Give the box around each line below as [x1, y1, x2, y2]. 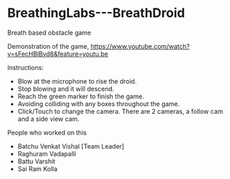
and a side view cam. [17, 115, 80, 123]
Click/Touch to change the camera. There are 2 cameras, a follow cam [17, 107, 224, 115]
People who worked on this [7, 128, 87, 137]
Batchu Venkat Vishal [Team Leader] [17, 142, 125, 150]
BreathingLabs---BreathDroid [7, 5, 185, 21]
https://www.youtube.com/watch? [91, 42, 190, 50]
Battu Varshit [17, 157, 55, 166]
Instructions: [7, 63, 44, 71]
